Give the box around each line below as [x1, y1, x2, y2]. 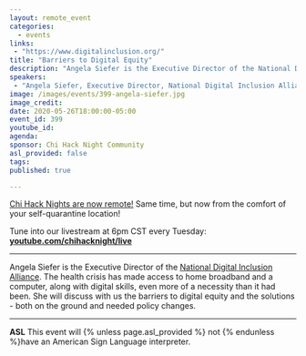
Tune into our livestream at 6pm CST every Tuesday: [9, 226, 207, 237]
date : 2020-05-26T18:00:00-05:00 [9, 107, 137, 116]
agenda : [9, 132, 39, 141]
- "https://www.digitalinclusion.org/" [13, 47, 166, 56]
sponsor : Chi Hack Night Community [9, 140, 145, 149]
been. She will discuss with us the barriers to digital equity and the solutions [9, 290, 295, 301]
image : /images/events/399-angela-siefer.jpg [9, 89, 185, 98]
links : [9, 38, 35, 48]
